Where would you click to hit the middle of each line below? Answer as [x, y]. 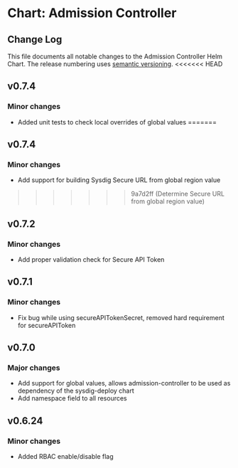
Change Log [35, 39]
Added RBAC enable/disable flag [65, 457]
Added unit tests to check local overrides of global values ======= [117, 122]
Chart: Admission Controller [92, 13]
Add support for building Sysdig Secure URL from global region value [119, 180]
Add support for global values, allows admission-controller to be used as [124, 383]
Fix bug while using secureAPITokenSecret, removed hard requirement [121, 317]
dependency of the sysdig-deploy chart [76, 391]
